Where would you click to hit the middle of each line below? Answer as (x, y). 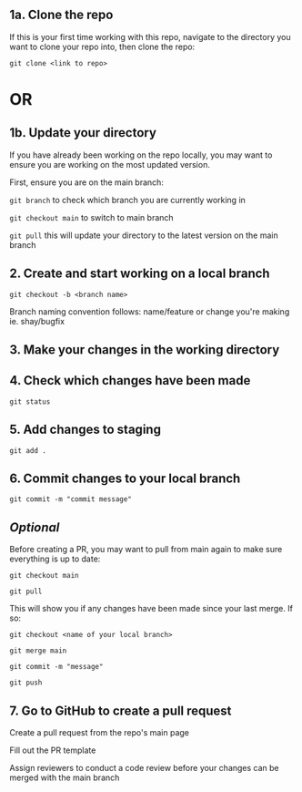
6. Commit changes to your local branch (125, 479)
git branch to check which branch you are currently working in (127, 200)
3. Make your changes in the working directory (145, 350)
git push (26, 683)
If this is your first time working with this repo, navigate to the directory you (150, 36)
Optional (35, 527)
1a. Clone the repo (61, 15)
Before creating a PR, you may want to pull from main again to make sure (146, 550)
